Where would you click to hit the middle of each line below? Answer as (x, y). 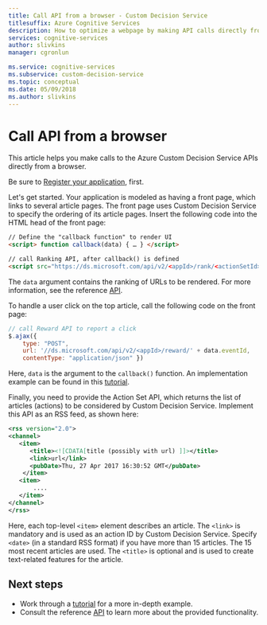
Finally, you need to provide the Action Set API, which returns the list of (125, 397)
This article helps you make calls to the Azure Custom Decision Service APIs (133, 158)
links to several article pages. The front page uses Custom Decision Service (132, 206)
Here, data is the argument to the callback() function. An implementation (128, 373)
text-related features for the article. (66, 559)
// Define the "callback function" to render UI (90, 237)
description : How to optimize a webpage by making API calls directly (128, 30)
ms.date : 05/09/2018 (43, 89)
